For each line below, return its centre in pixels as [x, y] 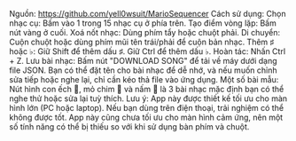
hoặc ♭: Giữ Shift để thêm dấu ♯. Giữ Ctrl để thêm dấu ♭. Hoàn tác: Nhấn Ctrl [148, 51]
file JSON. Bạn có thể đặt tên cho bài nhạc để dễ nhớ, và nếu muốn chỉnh [143, 70]
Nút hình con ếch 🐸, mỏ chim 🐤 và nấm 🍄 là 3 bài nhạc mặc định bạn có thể [147, 89]
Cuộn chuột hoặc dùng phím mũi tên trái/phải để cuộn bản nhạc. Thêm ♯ [142, 42]
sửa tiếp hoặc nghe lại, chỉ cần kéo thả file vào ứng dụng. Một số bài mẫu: [144, 79]
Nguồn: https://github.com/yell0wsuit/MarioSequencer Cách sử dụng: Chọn [148, 14]
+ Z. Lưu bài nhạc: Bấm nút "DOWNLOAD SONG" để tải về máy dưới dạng [143, 61]
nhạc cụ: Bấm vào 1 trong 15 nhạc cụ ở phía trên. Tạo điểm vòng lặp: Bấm [143, 23]
